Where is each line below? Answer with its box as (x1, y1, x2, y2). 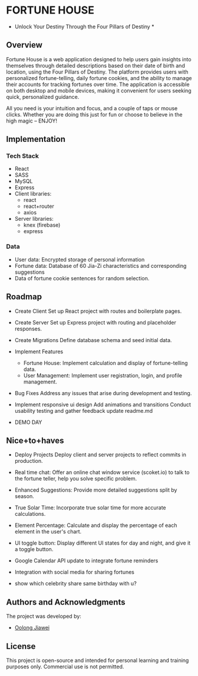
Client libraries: (14, 190, 52, 197)
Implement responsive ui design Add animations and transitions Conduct (14, 401, 192, 408)
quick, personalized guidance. (6, 93, 80, 100)
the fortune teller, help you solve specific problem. (14, 475, 137, 482)
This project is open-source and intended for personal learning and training (6, 657, 189, 664)
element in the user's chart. (14, 528, 82, 535)
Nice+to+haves (6, 435, 64, 445)
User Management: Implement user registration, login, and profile (23, 372, 183, 379)
